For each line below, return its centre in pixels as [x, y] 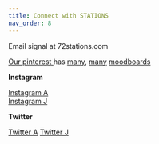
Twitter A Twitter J [39, 132]
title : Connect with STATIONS [59, 16]
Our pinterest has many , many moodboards [79, 62]
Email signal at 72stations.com [58, 46]
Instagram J [28, 101]
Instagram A [28, 92]
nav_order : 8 [30, 23]
